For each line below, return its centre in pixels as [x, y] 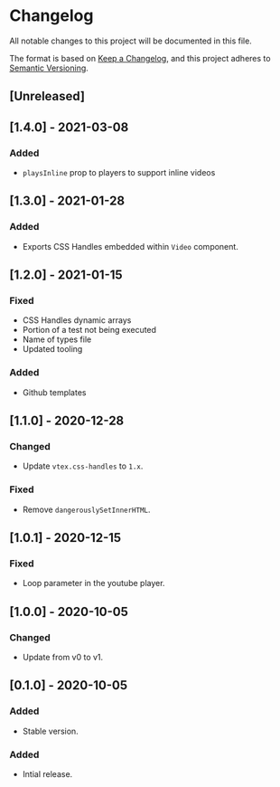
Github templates [54, 392]
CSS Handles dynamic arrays [77, 320]
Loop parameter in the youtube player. [93, 583]
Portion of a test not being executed [89, 330]
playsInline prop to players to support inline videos [119, 173]
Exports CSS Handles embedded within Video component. [131, 246]
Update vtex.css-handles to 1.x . [83, 466]
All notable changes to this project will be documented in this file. [131, 41]
